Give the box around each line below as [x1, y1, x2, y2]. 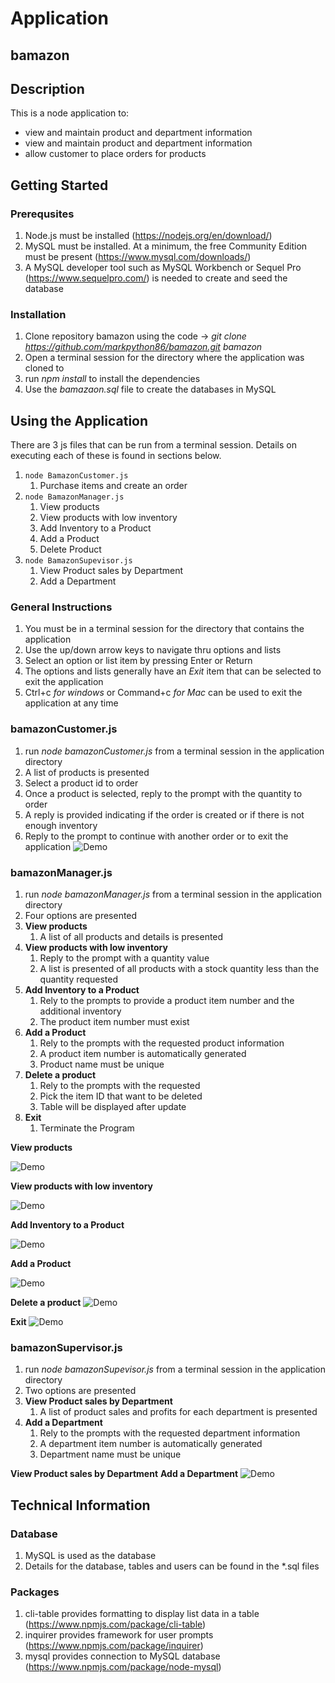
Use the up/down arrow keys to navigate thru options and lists [24, 644, 282, 656]
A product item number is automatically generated [39, 1048, 247, 1060]
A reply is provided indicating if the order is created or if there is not [24, 808, 305, 821]
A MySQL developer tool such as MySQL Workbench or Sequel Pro [24, 262, 302, 274]
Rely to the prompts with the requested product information [39, 1037, 285, 1049]
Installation [10, 308, 67, 321]
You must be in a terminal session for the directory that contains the [24, 623, 305, 635]
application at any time [24, 697, 119, 709]
